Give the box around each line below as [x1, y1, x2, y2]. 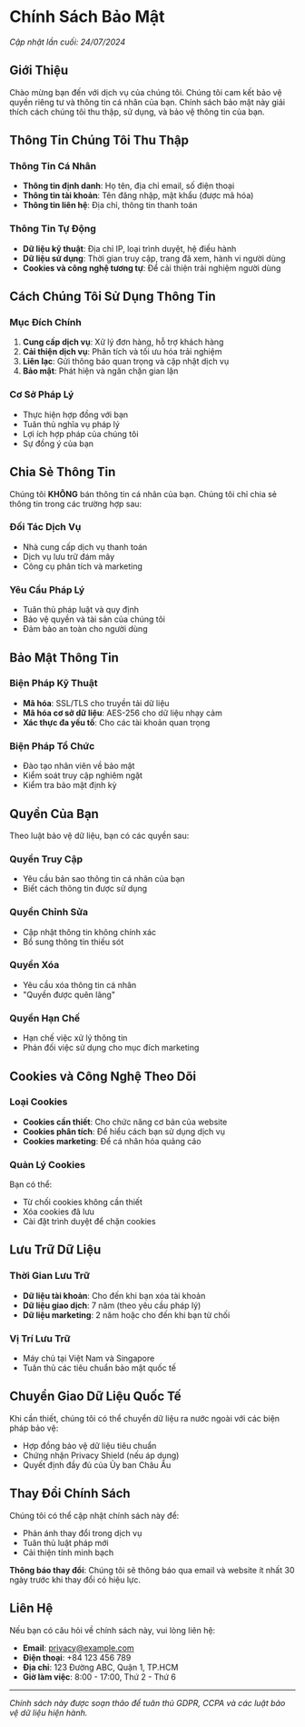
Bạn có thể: [9, 1179, 53, 1190]
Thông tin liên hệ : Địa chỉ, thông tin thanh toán [22, 200, 198, 211]
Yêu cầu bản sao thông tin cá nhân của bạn [22, 873, 185, 884]
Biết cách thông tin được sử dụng [22, 883, 148, 894]
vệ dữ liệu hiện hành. [9, 1707, 88, 1718]
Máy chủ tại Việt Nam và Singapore [22, 1353, 155, 1364]
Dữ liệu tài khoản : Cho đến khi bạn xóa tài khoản [22, 1290, 206, 1301]
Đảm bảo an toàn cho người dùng [22, 624, 148, 634]
